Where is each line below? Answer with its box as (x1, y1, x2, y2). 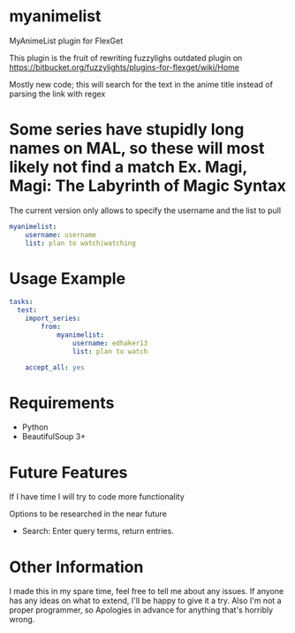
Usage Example (9, 268, 126, 288)
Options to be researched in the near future (9, 508, 168, 519)
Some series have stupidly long (9, 119, 245, 140)
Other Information (9, 557, 144, 576)
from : (41, 323, 62, 332)
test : (17, 306, 38, 315)
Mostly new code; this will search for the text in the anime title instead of (9, 79, 274, 89)
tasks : (9, 298, 34, 307)
